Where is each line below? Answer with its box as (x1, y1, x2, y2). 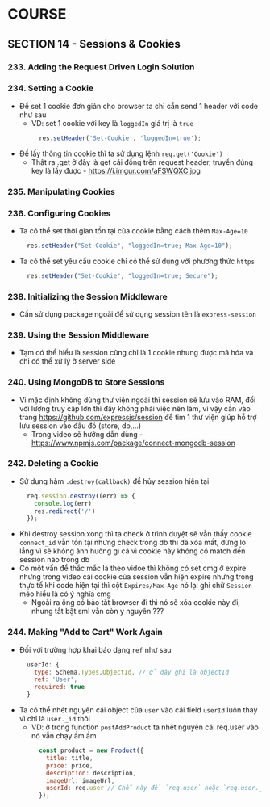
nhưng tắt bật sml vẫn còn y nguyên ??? (31, 607, 164, 616)
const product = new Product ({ (38, 746, 144, 754)
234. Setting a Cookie (7, 82, 94, 94)
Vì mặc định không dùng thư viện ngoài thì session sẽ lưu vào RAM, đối (19, 395, 256, 405)
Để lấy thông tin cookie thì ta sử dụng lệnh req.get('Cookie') (19, 149, 223, 158)
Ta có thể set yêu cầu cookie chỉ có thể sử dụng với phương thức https (19, 256, 255, 266)
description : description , (46, 769, 137, 777)
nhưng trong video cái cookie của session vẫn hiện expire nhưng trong (19, 572, 255, 582)
